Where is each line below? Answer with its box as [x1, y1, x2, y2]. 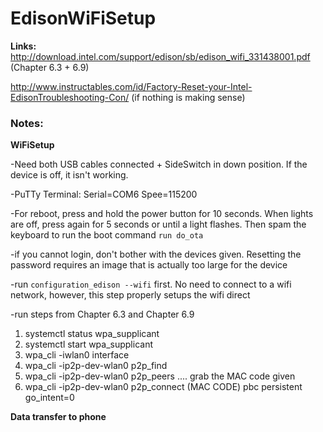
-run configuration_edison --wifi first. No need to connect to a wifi [10, 278, 292, 291]
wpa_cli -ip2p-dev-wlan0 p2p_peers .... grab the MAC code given [24, 370, 296, 382]
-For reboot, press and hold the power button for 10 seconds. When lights [10, 208, 314, 220]
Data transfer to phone [10, 411, 107, 423]
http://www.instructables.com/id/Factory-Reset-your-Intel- [10, 80, 253, 92]
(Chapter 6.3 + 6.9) [10, 61, 90, 73]
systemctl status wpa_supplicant [24, 328, 160, 340]
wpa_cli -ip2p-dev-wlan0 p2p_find [24, 360, 168, 372]
